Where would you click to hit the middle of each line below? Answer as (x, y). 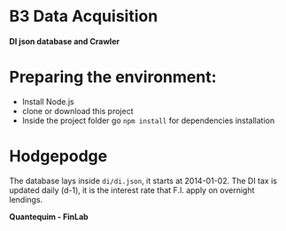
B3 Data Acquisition (84, 16)
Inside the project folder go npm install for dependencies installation (148, 120)
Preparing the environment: (113, 77)
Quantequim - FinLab (49, 216)
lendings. (26, 199)
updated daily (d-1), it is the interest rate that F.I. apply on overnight (132, 190)
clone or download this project (78, 111)
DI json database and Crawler (65, 41)
